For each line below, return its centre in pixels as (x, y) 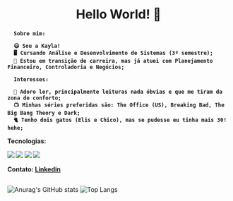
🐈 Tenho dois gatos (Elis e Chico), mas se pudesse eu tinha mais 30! (120, 120)
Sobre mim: (30, 33)
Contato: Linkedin (34, 169)
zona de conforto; (34, 98)
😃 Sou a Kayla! (37, 46)
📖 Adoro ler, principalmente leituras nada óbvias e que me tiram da (118, 92)
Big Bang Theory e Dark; (44, 113)
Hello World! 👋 (119, 14)
